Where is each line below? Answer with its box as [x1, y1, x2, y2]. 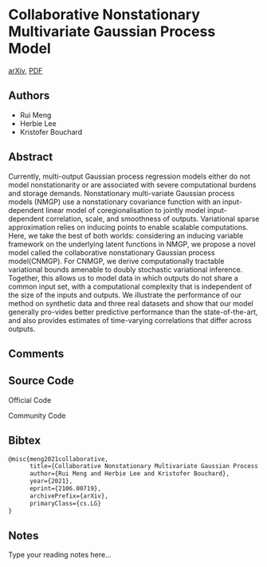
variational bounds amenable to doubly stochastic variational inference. [8, 265, 243, 274]
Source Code [8, 374, 74, 388]
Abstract [8, 150, 53, 164]
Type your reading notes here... [8, 550, 112, 560]
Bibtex [8, 434, 41, 447]
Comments [8, 347, 65, 360]
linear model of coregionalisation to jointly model [45, 205, 206, 215]
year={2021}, [29, 477, 73, 486]
